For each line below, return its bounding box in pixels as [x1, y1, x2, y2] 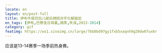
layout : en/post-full [5, 11, 49, 16]
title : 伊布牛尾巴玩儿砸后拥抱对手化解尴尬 [5, 16, 82, 21]
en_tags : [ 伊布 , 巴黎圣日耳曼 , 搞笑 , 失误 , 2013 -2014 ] [5, 20, 101, 25]
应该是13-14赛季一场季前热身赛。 [5, 43, 71, 48]
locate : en [5, 7, 27, 12]
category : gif [5, 25, 34, 30]
